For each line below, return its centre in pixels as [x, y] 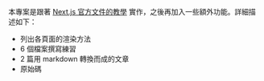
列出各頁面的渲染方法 [55, 39]
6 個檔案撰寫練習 [48, 49]
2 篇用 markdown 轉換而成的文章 [74, 59]
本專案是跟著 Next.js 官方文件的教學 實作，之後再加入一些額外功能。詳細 [129, 12]
